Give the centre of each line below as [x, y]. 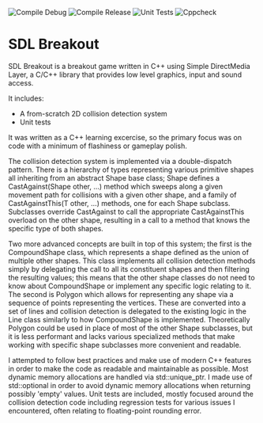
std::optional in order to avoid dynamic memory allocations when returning [130, 385]
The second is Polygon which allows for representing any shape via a [121, 294]
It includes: [26, 98]
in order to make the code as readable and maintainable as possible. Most [128, 368]
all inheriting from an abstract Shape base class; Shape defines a [114, 177]
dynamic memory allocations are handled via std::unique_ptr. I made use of [130, 377]
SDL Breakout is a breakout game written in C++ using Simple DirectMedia [129, 66]
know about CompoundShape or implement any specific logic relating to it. [130, 286]
